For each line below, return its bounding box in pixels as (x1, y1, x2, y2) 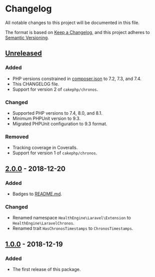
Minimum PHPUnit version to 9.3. (12, 115, 81, 121)
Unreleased (5, 49, 42, 58)
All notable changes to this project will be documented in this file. (5, 20, 140, 26)
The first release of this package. (12, 266, 81, 272)
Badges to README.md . (12, 191, 62, 197)
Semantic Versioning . (5, 35, 49, 41)
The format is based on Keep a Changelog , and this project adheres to (5, 29, 150, 35)
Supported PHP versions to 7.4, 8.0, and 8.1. (12, 110, 102, 116)
